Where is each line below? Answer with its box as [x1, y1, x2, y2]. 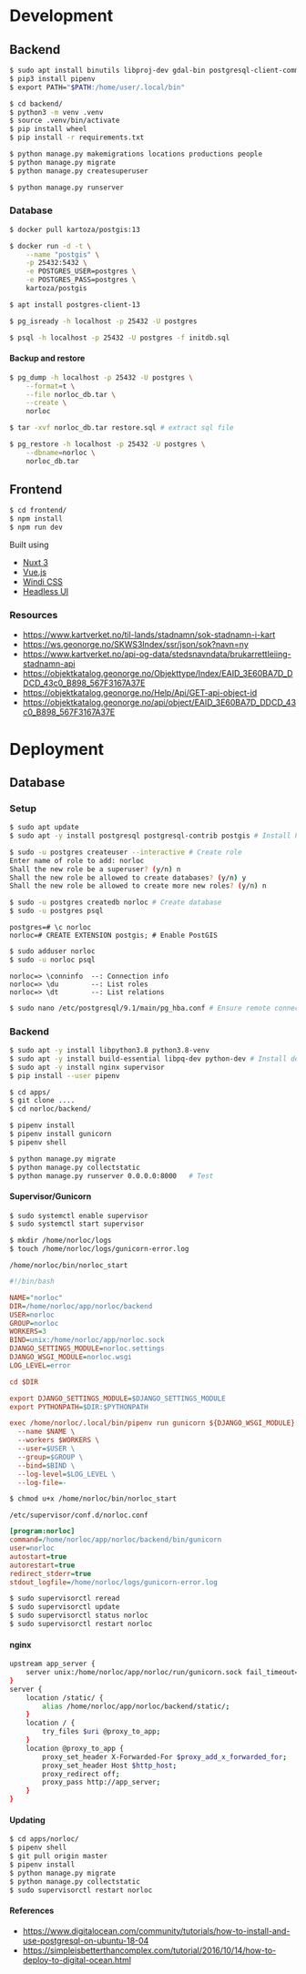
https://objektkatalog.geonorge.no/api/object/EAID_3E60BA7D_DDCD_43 [22, 697, 297, 708]
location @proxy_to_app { [25, 1744, 125, 1753]
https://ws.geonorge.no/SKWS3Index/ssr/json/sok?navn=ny [22, 639, 249, 650]
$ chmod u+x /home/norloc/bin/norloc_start [9, 1494, 178, 1503]
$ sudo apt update [9, 823, 79, 832]
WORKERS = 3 [9, 1327, 47, 1337]
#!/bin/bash [9, 1277, 55, 1287]
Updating [9, 1814, 46, 1826]
